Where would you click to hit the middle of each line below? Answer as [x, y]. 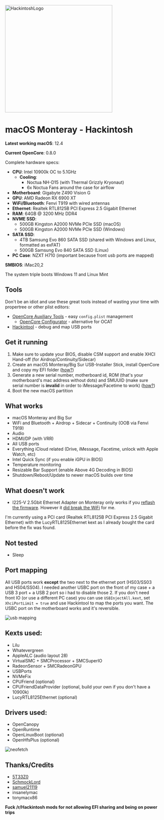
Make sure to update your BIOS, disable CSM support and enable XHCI [84, 354]
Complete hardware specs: [32, 162]
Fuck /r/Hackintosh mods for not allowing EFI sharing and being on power [81, 807]
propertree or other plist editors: [37, 307]
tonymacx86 [25, 798]
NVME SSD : [24, 219]
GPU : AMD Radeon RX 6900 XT [44, 198]
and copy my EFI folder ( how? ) [43, 370]
